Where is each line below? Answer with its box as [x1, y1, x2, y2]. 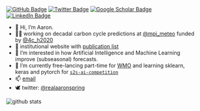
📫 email [14, 75, 36, 82]
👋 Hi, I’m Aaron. [14, 24, 54, 31]
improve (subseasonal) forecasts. [14, 56, 98, 62]
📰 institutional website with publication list [14, 43, 119, 50]
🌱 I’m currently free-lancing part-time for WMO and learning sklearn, [14, 62, 185, 69]
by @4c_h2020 [14, 37, 53, 43]
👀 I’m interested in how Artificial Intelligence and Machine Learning [14, 49, 181, 56]
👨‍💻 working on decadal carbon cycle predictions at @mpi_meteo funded [14, 30, 195, 37]
